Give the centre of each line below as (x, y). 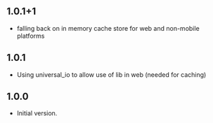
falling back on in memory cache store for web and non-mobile (108, 28)
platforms (31, 36)
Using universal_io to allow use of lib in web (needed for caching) (111, 74)
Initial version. (37, 113)
